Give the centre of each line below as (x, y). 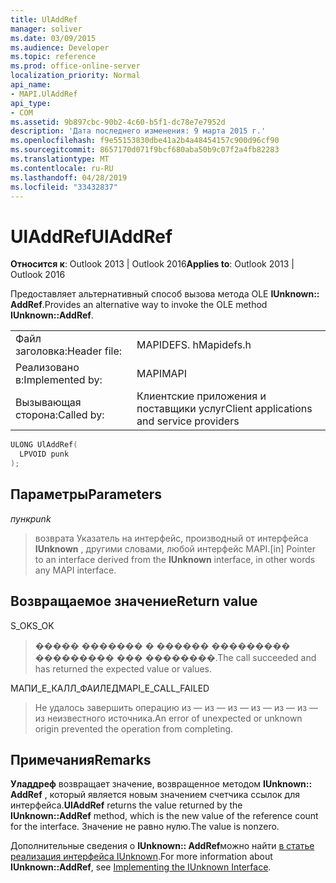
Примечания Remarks (81, 759)
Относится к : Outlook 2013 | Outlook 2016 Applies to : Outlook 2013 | (152, 264)
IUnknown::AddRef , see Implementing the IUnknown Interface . (141, 867)
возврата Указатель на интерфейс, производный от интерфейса (171, 538)
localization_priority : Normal (75, 76)
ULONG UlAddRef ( (44, 445)
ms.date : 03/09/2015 (53, 38)
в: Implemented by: (59, 380)
